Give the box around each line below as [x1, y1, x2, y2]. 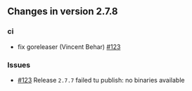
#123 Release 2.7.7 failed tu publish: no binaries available [17, 76, 185, 84]
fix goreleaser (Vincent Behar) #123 [17, 42, 121, 51]
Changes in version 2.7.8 [7, 6, 118, 17]
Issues [7, 59, 31, 69]
